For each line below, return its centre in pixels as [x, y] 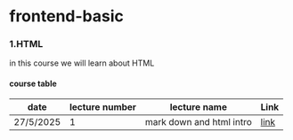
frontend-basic [67, 16]
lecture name [198, 106]
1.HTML [26, 44]
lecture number [103, 106]
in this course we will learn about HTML [82, 63]
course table [33, 84]
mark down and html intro [198, 121]
